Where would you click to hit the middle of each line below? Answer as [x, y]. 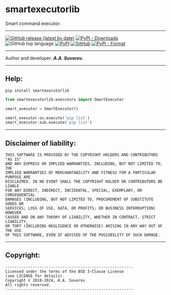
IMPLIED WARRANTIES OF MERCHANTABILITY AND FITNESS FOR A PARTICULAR [81, 173]
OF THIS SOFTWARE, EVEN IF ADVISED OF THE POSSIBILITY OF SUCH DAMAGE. [83, 235]
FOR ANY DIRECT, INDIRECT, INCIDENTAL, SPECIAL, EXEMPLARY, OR [74, 191]
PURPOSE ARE [18, 177]
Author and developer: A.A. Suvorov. [45, 58]
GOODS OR [15, 204]
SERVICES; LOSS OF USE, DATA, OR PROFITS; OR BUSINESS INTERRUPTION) [81, 209]
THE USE [13, 231]
